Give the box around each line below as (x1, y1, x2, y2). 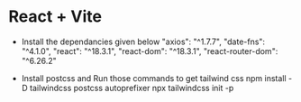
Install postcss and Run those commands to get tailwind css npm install (21, 72, 287, 83)
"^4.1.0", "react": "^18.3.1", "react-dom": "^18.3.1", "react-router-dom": (21, 45, 278, 56)
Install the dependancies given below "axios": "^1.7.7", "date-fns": (21, 36, 266, 47)
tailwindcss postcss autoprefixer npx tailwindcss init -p (29, 82, 234, 93)
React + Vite (8, 6, 103, 27)
